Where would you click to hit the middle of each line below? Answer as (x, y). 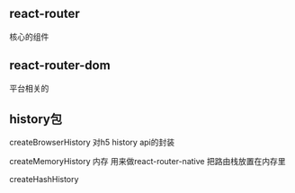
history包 (36, 119)
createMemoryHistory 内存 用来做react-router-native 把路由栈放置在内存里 (147, 162)
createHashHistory (44, 180)
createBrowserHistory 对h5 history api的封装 (92, 143)
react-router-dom (60, 66)
